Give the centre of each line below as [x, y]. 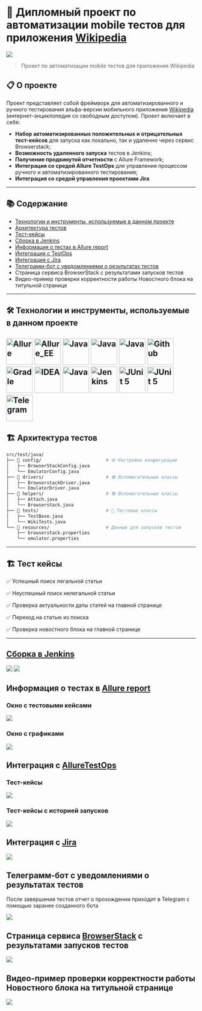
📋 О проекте [32, 86]
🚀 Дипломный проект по [71, 12]
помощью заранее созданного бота [52, 906]
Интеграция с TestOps [43, 253]
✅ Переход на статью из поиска [47, 617]
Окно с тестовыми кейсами [49, 705]
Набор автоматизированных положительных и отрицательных [99, 134]
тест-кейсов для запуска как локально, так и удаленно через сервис [104, 140]
